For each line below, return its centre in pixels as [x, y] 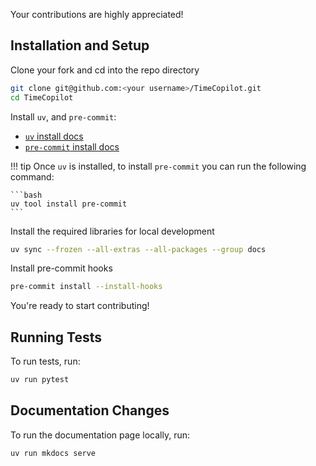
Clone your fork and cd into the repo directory [105, 70]
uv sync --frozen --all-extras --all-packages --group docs [138, 249]
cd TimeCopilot [42, 97]
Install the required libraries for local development [112, 231]
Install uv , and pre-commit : [63, 116]
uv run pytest [40, 380]
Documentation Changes [90, 410]
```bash [26, 195]
